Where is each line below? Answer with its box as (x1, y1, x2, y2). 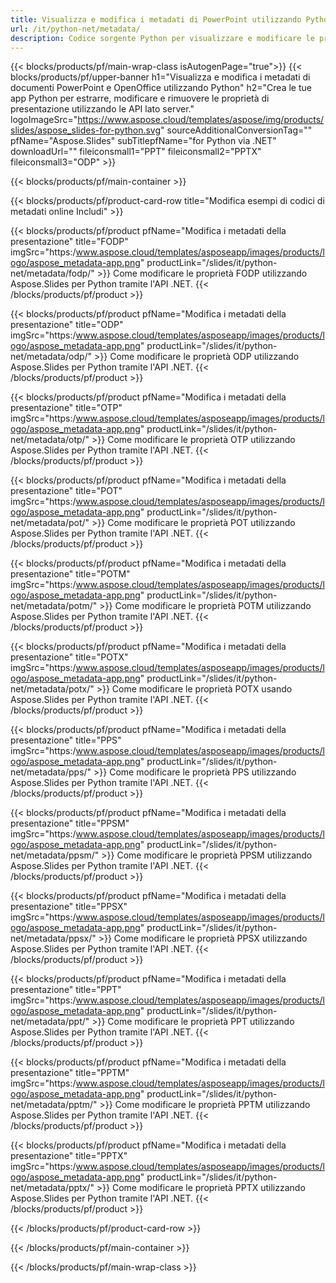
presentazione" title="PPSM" (10, 817, 130, 830)
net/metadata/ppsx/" (10, 932, 97, 945)
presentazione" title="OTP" (10, 402, 123, 414)
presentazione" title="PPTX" (10, 1150, 128, 1162)
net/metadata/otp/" (10, 434, 90, 446)
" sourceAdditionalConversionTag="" (160, 124, 313, 136)
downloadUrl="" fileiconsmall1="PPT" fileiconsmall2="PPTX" (10, 146, 262, 158)
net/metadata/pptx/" (10, 1182, 95, 1194)
